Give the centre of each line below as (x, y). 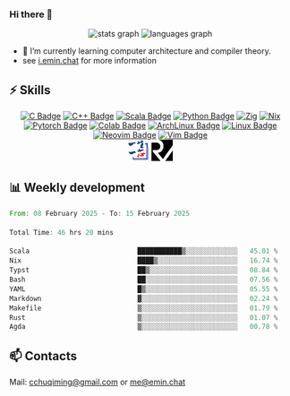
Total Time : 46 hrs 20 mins (62, 232)
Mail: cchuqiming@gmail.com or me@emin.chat (98, 382)
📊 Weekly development (77, 187)
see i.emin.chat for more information (89, 61)
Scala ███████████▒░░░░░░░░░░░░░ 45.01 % (144, 251)
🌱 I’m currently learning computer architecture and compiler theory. (146, 51)
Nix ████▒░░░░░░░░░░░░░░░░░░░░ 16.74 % (144, 261)
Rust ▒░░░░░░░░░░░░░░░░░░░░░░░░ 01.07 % (144, 317)
